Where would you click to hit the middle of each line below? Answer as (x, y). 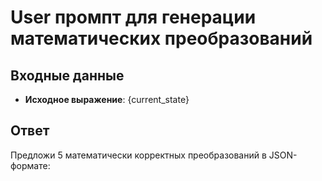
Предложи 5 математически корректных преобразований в (138, 155)
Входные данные (67, 75)
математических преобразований (161, 38)
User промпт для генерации (133, 17)
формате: (30, 165)
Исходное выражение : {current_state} (107, 99)
